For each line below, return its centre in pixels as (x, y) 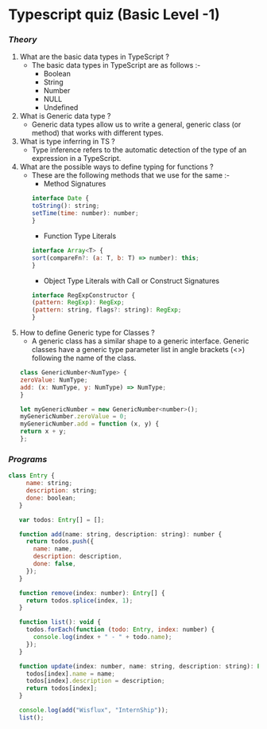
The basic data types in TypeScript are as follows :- (116, 65)
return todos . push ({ (60, 542)
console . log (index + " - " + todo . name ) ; (103, 637)
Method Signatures (75, 184)
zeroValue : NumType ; (54, 380)
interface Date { (60, 198)
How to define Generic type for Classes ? (87, 333)
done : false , (55, 564)
